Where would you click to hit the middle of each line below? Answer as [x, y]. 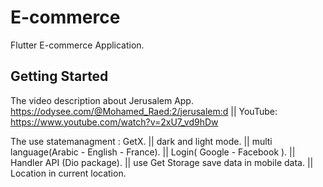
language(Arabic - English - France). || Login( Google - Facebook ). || [153, 152]
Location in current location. [68, 173]
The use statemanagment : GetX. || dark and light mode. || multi [141, 141]
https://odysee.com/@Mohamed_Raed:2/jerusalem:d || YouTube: [144, 111]
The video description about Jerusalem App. [102, 100]
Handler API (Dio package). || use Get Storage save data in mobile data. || [162, 162]
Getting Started [59, 76]
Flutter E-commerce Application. [77, 45]
